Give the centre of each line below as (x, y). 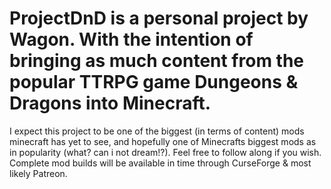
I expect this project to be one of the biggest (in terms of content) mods (157, 131)
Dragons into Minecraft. (110, 103)
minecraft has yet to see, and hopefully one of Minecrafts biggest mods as (163, 141)
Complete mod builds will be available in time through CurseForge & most (160, 163)
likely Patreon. (38, 173)
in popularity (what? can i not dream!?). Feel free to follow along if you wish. (165, 152)
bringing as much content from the (157, 61)
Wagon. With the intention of (131, 39)
